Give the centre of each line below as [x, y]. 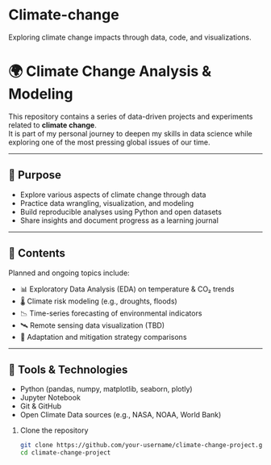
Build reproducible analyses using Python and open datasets [121, 212]
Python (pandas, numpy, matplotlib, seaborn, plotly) [106, 389]
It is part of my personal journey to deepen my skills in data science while [130, 133]
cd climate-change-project [65, 453]
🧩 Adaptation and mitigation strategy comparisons [103, 337]
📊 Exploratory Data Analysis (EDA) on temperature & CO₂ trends [127, 289]
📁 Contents [37, 253]
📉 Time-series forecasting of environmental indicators [111, 313]
